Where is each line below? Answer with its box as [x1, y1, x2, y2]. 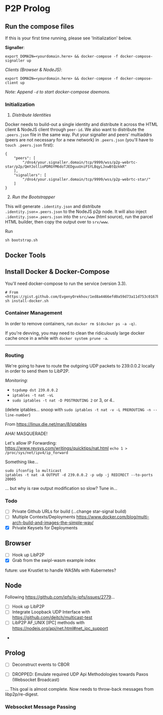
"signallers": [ [14, 173, 47, 178]
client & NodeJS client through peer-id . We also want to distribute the [5, 127, 145, 133]
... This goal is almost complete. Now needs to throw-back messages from [5, 686, 154, 692]
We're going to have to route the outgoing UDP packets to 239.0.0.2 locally [5, 363, 155, 369]
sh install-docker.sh [5, 298, 49, 303]
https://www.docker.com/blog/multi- [76, 514, 149, 520]
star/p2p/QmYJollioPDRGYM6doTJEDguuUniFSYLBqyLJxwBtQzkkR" [5, 164, 127, 169]
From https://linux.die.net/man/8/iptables [5, 421, 87, 427]
